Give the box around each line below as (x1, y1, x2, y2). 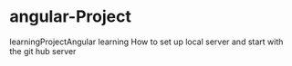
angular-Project (9, 6, 132, 27)
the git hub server (9, 45, 77, 56)
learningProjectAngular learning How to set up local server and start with (9, 36, 284, 47)
